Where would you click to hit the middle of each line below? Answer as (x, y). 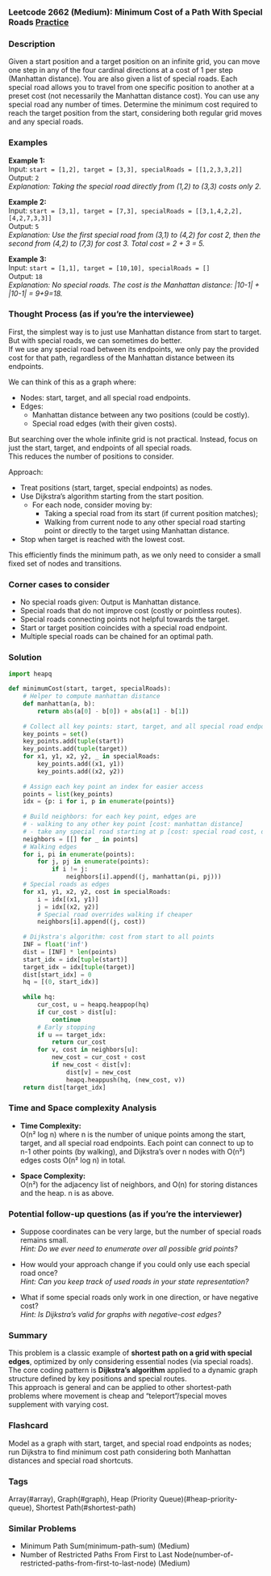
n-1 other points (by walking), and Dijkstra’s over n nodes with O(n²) (133, 1151)
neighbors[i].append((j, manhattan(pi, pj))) (144, 877)
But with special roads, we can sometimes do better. (96, 340)
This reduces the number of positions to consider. (91, 456)
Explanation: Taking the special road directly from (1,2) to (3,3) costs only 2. (135, 186)
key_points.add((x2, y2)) (81, 771)
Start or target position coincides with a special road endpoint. (123, 628)
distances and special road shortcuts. (71, 1460)
